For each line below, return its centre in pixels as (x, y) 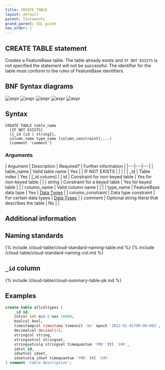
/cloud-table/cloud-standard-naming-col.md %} (54, 253)
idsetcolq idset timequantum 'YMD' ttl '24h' (62, 358)
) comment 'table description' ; (38, 363)
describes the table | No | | (32, 203)
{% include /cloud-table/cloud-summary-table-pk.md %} (63, 280)
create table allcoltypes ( (34, 307)
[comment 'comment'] (31, 143)
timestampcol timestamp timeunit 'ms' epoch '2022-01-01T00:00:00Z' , (87, 326)
